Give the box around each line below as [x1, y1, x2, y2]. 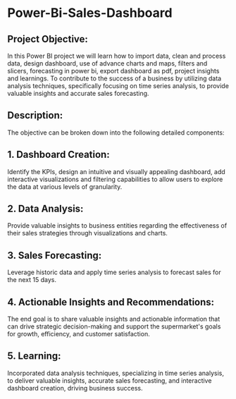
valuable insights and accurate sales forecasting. [7, 90, 149, 97]
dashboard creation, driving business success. [7, 383, 143, 392]
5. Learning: [7, 350, 61, 362]
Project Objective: [7, 33, 88, 45]
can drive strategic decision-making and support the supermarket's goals [7, 322, 221, 331]
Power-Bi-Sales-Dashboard [7, 5, 173, 21]
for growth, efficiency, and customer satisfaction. [7, 330, 150, 338]
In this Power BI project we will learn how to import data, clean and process [7, 51, 226, 60]
